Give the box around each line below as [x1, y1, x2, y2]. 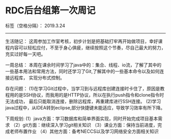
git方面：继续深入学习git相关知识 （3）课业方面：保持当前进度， [22, 122, 158, 128]
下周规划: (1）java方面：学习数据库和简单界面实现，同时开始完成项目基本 [5, 115, 158, 122]
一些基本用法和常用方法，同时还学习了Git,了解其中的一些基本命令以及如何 [5, 68, 160, 74]
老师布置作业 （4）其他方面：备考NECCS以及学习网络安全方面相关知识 [9, 128, 159, 134]
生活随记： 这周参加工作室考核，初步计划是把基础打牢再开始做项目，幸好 [5, 38, 158, 44]
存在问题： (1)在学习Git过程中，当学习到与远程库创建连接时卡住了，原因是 [5, 85, 160, 91]
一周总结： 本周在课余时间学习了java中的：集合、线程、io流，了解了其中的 [5, 62, 162, 68]
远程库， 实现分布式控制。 [9, 75, 65, 81]
